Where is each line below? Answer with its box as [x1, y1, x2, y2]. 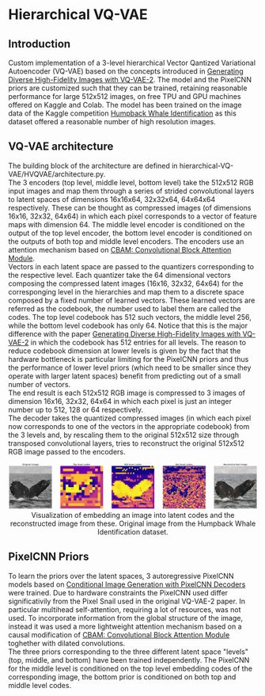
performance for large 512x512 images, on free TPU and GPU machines [8, 92, 241, 101]
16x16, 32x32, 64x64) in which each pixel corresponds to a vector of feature [8, 211, 257, 221]
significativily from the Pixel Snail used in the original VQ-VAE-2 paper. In [8, 596, 245, 606]
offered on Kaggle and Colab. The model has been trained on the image [8, 101, 242, 109]
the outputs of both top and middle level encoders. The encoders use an [8, 236, 244, 246]
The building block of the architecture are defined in [8, 161, 178, 170]
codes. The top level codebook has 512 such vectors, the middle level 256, [8, 312, 252, 321]
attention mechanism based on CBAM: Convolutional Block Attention [8, 245, 232, 254]
